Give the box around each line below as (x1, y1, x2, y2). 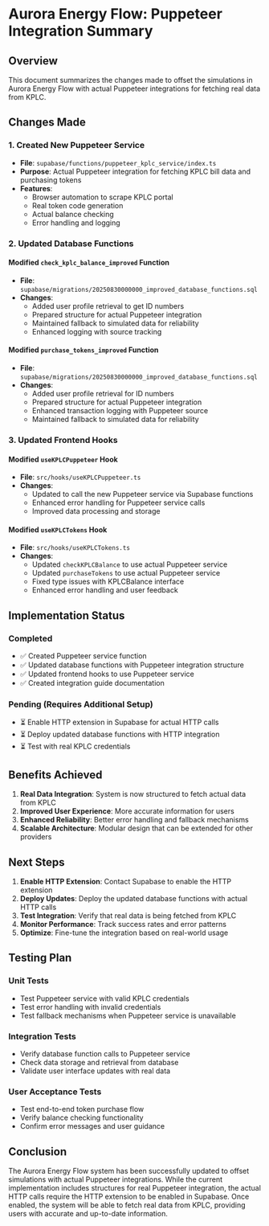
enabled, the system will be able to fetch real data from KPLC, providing (8, 1200, 247, 1210)
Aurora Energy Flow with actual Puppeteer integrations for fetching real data (8, 84, 261, 93)
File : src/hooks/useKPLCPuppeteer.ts (19, 472, 141, 482)
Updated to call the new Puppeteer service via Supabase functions (31, 490, 254, 499)
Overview (8, 54, 59, 68)
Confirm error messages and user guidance (19, 1121, 165, 1131)
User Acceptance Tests (8, 1086, 102, 1097)
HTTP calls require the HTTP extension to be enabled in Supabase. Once (8, 1191, 250, 1202)
